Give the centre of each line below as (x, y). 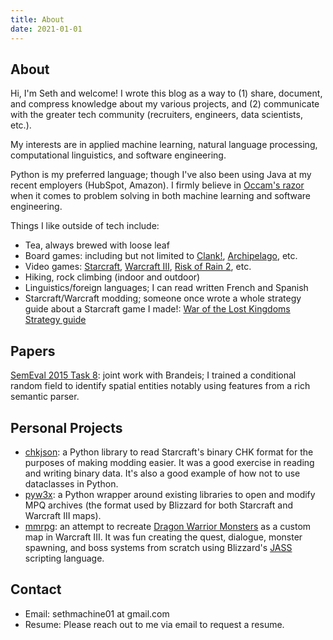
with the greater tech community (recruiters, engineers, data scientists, (156, 115)
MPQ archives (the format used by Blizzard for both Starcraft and (159, 505)
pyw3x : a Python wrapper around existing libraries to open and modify (170, 494)
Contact (36, 589)
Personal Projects (66, 427)
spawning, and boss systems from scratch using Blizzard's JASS (158, 547)
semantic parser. (45, 397)
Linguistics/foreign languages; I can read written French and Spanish (166, 288)
